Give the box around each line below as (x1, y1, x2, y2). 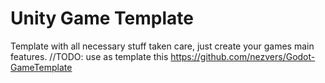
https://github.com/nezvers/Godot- (170, 50, 316, 62)
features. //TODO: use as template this (10, 50, 169, 62)
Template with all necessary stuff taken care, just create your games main (10, 40, 315, 52)
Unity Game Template (10, 7, 194, 30)
